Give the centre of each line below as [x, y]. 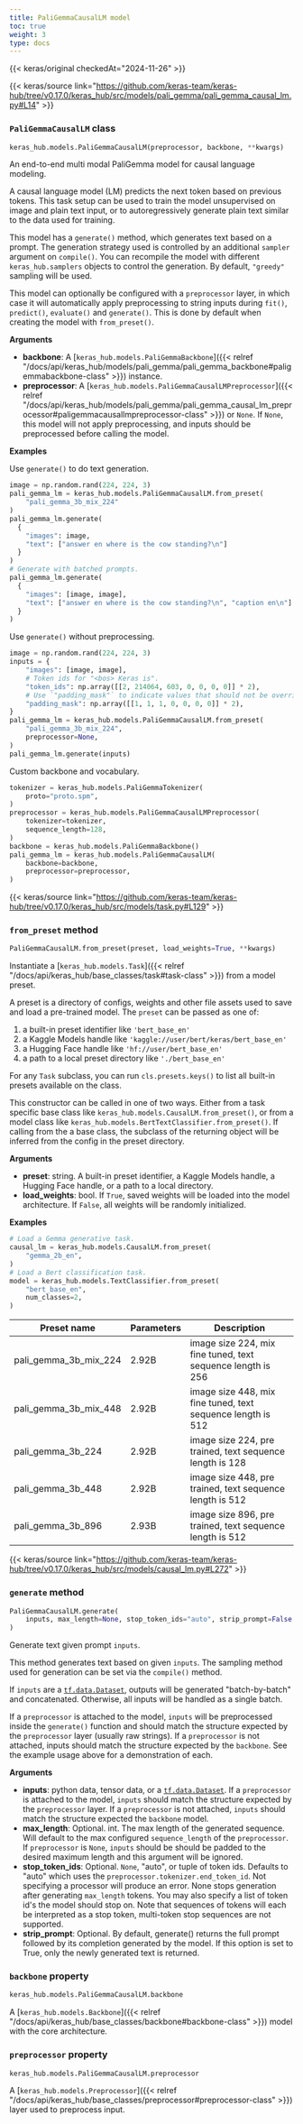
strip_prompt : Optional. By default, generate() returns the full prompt [151, 1934]
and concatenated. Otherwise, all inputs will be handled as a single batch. [146, 1699]
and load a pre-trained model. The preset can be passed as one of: [134, 1012]
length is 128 [218, 1463]
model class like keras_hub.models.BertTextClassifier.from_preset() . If [144, 1122]
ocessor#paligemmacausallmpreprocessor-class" [115, 415]
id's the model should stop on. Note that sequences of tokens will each [154, 1905]
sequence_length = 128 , [66, 830]
